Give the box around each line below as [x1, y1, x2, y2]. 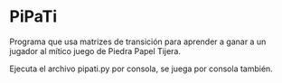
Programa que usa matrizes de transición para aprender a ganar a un [9, 36, 267, 47]
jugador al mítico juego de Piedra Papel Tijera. [9, 45, 182, 56]
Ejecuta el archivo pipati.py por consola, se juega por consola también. [9, 63, 273, 74]
